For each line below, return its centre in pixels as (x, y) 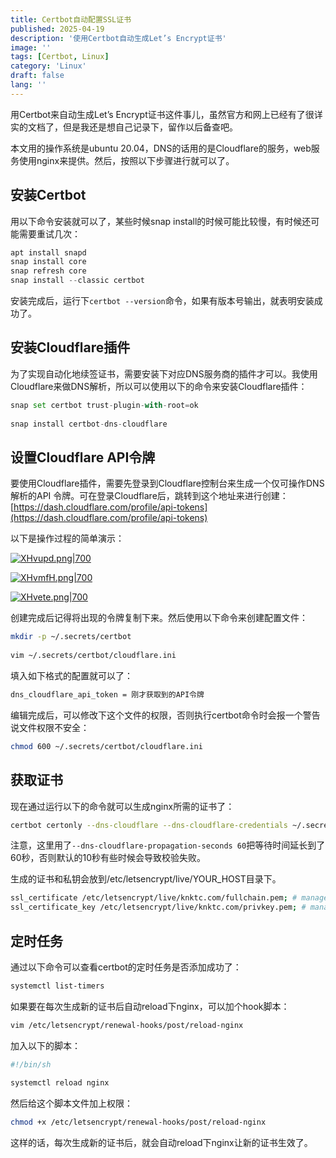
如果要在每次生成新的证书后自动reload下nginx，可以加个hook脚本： (150, 1006)
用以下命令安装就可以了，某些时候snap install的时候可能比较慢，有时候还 (161, 221)
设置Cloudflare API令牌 (83, 457)
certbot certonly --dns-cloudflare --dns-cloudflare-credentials (149, 825)
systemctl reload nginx (60, 1083)
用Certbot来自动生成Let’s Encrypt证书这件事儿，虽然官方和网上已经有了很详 (166, 114)
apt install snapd (48, 252)
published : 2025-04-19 (57, 29)
